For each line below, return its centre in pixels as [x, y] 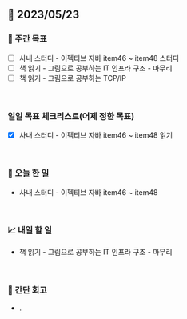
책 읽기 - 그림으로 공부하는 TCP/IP [73, 78]
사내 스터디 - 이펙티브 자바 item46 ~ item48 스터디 [99, 58]
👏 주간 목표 [27, 39]
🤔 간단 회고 [27, 290]
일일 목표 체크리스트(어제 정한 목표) [71, 116]
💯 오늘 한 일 [28, 173]
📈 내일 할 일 [30, 230]
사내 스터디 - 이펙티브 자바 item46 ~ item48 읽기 [96, 135]
